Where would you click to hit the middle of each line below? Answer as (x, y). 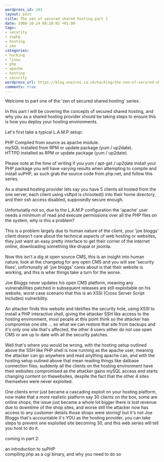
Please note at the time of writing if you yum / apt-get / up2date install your (81, 163)
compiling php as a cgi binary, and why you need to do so (63, 454)
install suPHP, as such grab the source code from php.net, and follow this (79, 174)
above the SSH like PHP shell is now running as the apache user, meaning (79, 350)
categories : (17, 50)
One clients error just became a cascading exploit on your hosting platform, (81, 392)
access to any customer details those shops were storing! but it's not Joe (79, 412)
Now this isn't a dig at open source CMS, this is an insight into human (75, 257)
